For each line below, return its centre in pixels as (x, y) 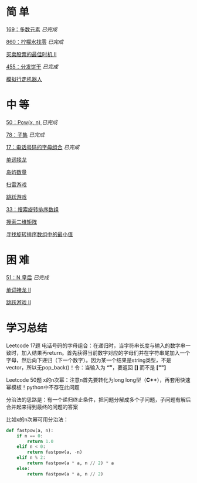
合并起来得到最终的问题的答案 (42, 407)
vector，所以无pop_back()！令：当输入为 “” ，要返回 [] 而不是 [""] (86, 367)
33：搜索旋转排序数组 (33, 209)
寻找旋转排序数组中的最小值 (40, 234)
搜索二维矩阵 (21, 222)
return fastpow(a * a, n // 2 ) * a (71, 463)
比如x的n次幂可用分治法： (37, 419)
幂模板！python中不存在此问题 (43, 387)
